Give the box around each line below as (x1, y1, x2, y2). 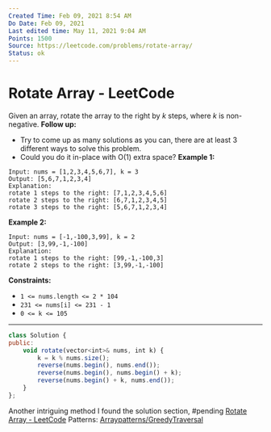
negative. (8, 119, 40, 129)
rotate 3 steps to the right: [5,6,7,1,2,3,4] (8, 203, 168, 211)
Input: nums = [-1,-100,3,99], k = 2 (8, 233, 135, 241)
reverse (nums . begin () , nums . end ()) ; (37, 361, 161, 370)
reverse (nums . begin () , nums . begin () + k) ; (37, 369, 182, 377)
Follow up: (40, 119, 77, 129)
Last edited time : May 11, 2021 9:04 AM (8, 27, 147, 35)
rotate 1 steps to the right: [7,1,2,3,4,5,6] (8, 189, 168, 197)
